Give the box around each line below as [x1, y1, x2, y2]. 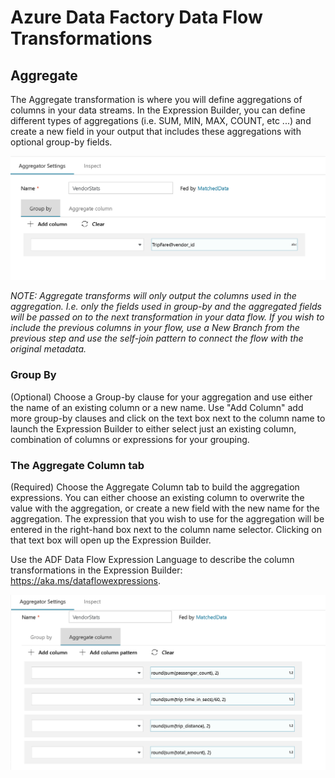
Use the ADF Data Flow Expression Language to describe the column [10, 553, 295, 565]
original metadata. [10, 343, 87, 355]
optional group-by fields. [10, 136, 113, 148]
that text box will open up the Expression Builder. [10, 534, 212, 546]
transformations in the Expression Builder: [10, 564, 183, 576]
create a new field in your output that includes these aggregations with [10, 126, 302, 137]
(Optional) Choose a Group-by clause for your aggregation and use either [10, 391, 313, 403]
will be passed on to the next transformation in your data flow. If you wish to [10, 311, 325, 323]
